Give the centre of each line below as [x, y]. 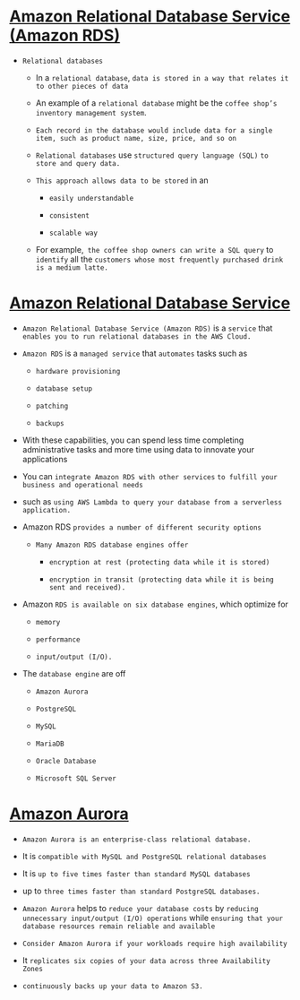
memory [48, 622]
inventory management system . [91, 112]
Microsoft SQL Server [76, 778]
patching [52, 406]
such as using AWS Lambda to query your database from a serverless [152, 501]
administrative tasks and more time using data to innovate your [138, 449]
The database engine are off [74, 673]
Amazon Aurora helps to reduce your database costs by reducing [140, 908]
